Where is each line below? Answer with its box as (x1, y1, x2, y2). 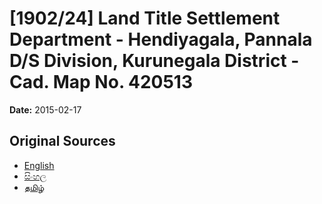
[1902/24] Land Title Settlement (9, 7, 281, 30)
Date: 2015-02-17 (9, 103, 82, 116)
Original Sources (9, 133, 116, 150)
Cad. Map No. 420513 (9, 71, 194, 94)
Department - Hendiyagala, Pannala (9, 28, 313, 51)
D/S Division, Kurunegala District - (9, 50, 300, 72)
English (23, 159, 55, 171)
